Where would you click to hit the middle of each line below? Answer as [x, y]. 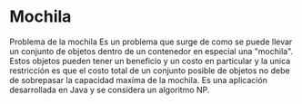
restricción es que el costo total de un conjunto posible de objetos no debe [150, 71]
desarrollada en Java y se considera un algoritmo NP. [110, 90]
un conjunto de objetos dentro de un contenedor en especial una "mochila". [151, 51]
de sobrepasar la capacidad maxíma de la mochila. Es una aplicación [139, 80]
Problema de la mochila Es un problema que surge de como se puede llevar [151, 42]
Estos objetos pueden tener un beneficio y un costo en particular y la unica [150, 61]
